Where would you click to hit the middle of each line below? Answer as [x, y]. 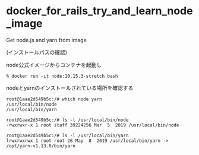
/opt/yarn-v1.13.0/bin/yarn [41, 146]
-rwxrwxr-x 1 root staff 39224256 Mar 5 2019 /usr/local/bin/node [93, 125]
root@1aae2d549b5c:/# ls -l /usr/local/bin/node [67, 120]
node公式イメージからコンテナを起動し [54, 65]
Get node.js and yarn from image [47, 40]
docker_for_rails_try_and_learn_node [99, 11]
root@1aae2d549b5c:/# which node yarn [54, 99]
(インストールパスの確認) [37, 52]
